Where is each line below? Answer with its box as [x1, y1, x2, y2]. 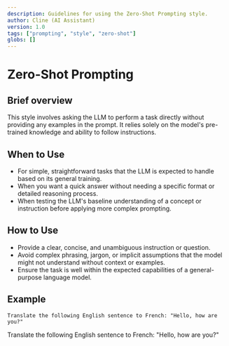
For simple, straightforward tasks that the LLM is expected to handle [17, 166, 215, 175]
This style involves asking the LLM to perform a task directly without [7, 113, 204, 121]
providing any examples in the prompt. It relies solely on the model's [7, 121, 204, 129]
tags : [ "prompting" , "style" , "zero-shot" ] [7, 29, 137, 37]
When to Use [7, 148, 65, 160]
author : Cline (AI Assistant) [7, 17, 96, 24]
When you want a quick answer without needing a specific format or [17, 182, 215, 190]
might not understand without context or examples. [17, 258, 166, 267]
